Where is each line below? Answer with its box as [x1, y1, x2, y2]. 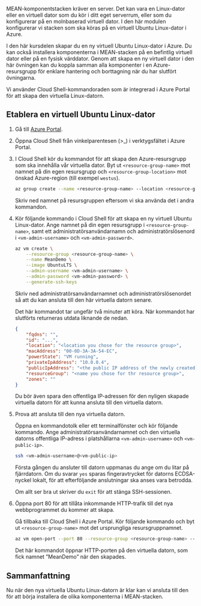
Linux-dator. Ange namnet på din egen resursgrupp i [14, 221, 145, 228]
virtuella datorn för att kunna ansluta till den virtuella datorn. [14, 399, 163, 406]
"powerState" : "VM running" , [26, 354, 99, 360]
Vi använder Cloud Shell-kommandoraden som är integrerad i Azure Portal [6, 86, 190, 92]
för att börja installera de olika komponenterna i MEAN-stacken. [6, 593, 164, 600]
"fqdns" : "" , [26, 332, 59, 338]
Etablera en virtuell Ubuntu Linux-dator [6, 109, 156, 120]
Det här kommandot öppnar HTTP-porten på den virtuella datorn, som [14, 547, 188, 554]
